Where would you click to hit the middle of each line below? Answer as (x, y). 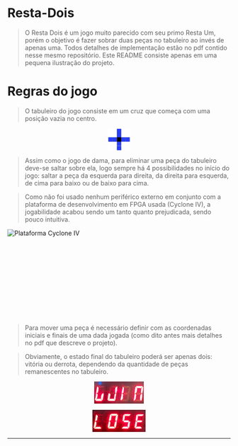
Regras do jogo (52, 92)
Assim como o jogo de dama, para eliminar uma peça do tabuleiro (121, 160)
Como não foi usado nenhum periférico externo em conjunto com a (123, 197)
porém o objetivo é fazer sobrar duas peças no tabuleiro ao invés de (124, 40)
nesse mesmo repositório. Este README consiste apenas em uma (121, 55)
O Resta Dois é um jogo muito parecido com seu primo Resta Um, (120, 33)
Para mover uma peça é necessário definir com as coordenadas (118, 328)
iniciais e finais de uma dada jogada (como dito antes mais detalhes (123, 335)
